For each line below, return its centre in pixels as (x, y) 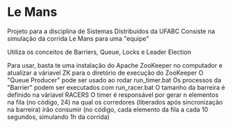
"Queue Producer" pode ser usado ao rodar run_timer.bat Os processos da (114, 80)
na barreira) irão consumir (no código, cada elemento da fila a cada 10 (108, 109)
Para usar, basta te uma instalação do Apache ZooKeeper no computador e (115, 65)
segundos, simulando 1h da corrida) (58, 117)
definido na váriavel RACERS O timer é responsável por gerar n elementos (113, 95)
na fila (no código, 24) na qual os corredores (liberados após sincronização (115, 102)
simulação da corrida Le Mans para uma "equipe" (78, 38)
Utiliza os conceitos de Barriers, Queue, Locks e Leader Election (99, 52)
